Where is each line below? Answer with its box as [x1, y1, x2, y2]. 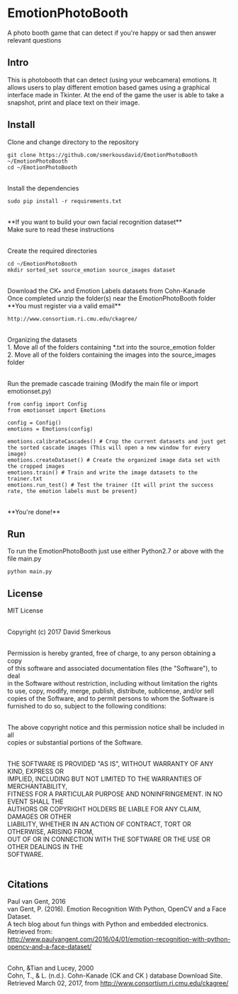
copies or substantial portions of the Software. [7, 738, 143, 747]
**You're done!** [7, 507, 61, 516]
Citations [7, 878, 49, 890]
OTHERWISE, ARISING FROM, [7, 828, 94, 836]
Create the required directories [7, 247, 98, 255]
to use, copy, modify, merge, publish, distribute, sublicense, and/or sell [7, 687, 215, 696]
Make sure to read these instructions [7, 225, 115, 234]
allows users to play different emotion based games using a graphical [7, 83, 210, 92]
